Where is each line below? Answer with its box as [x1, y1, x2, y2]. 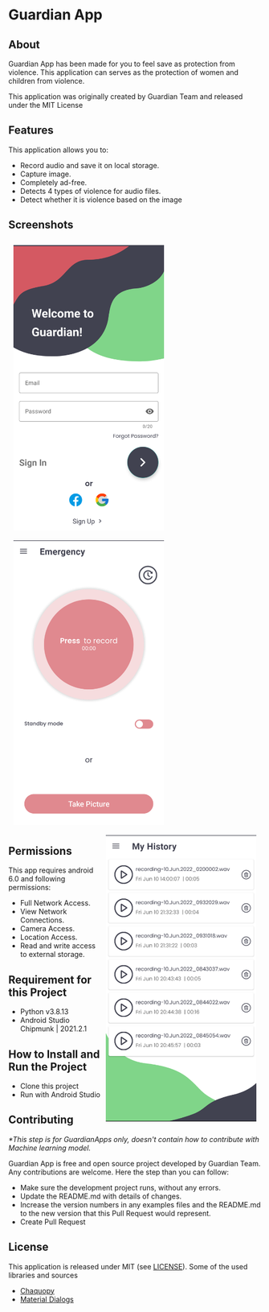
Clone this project [19, 1081, 79, 1091]
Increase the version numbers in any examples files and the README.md [19, 1199, 261, 1209]
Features [8, 123, 54, 138]
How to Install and [8, 1047, 100, 1061]
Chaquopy [19, 1285, 55, 1295]
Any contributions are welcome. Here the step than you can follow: [8, 1167, 230, 1177]
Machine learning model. [8, 1143, 91, 1153]
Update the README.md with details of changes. [19, 1191, 182, 1201]
